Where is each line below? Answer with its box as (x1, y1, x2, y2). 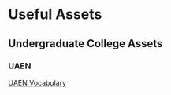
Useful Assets (8, 5, 102, 24)
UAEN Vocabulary (8, 78, 67, 87)
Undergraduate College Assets (8, 37, 163, 50)
